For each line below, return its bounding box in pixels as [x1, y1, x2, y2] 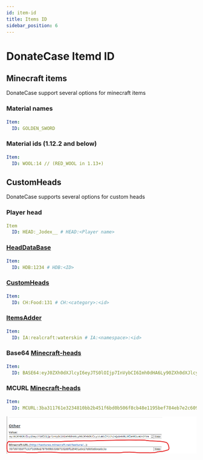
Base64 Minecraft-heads [6, 349, 82, 357]
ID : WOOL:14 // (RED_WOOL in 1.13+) [11, 160, 104, 166]
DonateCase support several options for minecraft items [6, 89, 146, 97]
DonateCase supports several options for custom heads [6, 193, 146, 201]
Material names [6, 105, 53, 113]
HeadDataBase [6, 244, 51, 252]
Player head [6, 209, 42, 217]
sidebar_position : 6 [6, 22, 59, 28]
